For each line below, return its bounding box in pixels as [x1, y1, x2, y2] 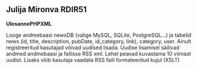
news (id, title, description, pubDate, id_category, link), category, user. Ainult [6, 37, 191, 44]
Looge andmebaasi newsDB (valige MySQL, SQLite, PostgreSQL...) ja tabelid [6, 32, 192, 39]
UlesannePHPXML [6, 20, 52, 27]
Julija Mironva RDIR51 [6, 5, 87, 15]
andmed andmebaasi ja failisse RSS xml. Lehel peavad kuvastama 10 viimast [6, 50, 191, 57]
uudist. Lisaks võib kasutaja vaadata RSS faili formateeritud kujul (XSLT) [6, 56, 180, 63]
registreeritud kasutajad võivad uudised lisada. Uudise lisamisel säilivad [6, 44, 180, 51]
